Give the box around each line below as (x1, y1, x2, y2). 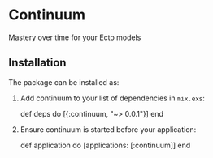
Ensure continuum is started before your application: (20, 124, 197, 135)
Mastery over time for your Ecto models (8, 32, 141, 42)
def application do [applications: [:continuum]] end (20, 140, 191, 150)
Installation (8, 56, 67, 70)
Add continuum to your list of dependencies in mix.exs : (20, 93, 206, 103)
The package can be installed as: (8, 77, 120, 87)
